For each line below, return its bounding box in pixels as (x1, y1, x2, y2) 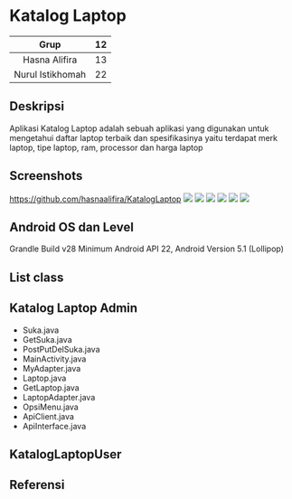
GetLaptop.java (22, 381, 80, 393)
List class (9, 269, 64, 285)
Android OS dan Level (9, 219, 134, 235)
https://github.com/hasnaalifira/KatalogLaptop (9, 193, 182, 204)
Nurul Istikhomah (14, 68, 87, 80)
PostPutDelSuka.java (22, 344, 101, 354)
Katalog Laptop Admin (9, 300, 138, 316)
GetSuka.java (22, 334, 72, 344)
